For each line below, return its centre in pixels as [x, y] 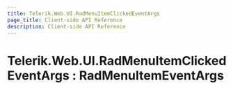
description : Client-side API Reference [67, 26]
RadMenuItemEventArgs [152, 75]
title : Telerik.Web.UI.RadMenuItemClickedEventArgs [83, 13]
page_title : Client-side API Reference [65, 20]
